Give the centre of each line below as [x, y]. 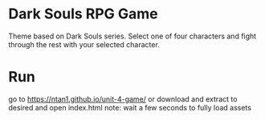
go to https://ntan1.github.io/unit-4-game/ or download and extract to [123, 99]
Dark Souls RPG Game [83, 14]
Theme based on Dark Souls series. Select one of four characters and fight [132, 36]
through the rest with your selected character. [84, 44]
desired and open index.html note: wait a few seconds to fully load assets [130, 107]
